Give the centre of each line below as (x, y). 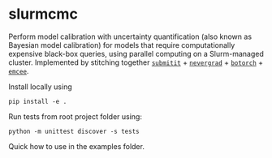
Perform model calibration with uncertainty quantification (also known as (130, 36)
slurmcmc (43, 14)
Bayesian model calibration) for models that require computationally (122, 45)
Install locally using (41, 87)
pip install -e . (38, 101)
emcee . (19, 70)
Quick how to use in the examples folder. (76, 146)
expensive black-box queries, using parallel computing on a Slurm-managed (136, 53)
